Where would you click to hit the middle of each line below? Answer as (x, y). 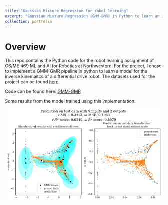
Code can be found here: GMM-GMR (43, 91)
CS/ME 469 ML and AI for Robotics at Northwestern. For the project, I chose (83, 66)
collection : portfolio (29, 21)
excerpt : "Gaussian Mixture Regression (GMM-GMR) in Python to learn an (82, 16)
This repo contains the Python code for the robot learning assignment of (80, 61)
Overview (26, 46)
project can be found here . (32, 82)
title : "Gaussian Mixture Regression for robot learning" (67, 11)
